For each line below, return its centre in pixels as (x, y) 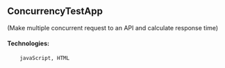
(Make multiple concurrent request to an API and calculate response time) (113, 27)
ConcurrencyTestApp (55, 11)
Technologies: (28, 43)
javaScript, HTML (45, 58)
